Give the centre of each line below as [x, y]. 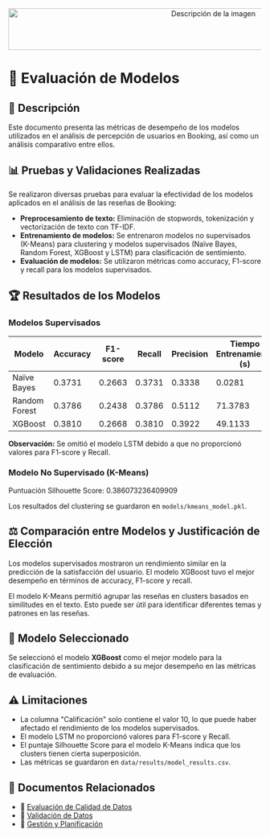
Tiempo [245, 344]
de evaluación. [33, 674]
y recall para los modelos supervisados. [86, 270]
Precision [190, 353]
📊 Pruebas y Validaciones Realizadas [104, 171]
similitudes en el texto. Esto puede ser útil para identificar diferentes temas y [135, 604]
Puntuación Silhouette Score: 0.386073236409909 [93, 490]
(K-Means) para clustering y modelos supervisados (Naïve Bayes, [129, 244]
